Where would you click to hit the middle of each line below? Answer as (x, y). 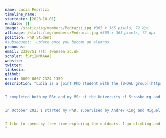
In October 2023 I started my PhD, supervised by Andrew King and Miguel (83, 110)
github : (13, 74)
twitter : (14, 65)
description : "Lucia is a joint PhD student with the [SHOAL (69, 83)
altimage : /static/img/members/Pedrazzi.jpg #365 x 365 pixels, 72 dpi (80, 33)
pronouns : (15, 47)
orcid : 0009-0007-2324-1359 (34, 79)
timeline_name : (21, 14)
